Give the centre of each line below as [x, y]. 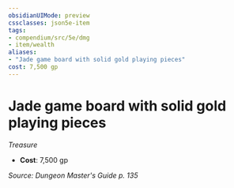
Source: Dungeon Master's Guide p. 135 [73, 175]
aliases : [23, 52]
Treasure [23, 145]
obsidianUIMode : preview [49, 15]
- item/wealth [32, 45]
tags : [17, 30]
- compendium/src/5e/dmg [49, 38]
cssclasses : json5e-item [49, 23]
